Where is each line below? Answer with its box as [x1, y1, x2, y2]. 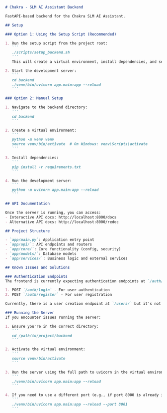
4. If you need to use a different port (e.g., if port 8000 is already [5, 393, 159, 398]
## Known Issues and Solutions [5, 265, 70, 270]
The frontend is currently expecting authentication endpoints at [5, 278, 146, 284]
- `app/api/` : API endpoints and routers [5, 242, 92, 247]
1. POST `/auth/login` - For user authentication [5, 287, 110, 293]
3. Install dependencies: [5, 155, 59, 160]
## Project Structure [5, 228, 50, 233]
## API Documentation [5, 201, 50, 206]
